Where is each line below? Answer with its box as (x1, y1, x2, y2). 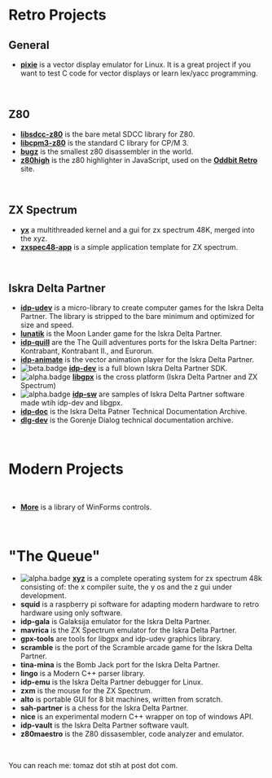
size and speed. (20, 320, 74, 330)
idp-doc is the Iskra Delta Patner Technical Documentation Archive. (20, 407, 248, 417)
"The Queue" (8, 547, 100, 565)
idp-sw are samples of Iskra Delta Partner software (72, 389, 245, 400)
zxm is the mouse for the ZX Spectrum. (20, 686, 153, 696)
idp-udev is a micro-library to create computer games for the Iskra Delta (20, 303, 265, 313)
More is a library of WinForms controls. (20, 502, 152, 512)
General (8, 38, 50, 52)
